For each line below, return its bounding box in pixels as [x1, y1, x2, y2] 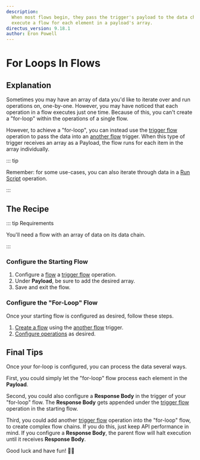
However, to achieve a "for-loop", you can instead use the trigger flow [6, 126, 177, 134]
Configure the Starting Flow [6, 257, 88, 266]
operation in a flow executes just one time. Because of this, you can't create [6, 108, 192, 116]
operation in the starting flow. [6, 405, 79, 412]
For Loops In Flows [6, 57, 101, 70]
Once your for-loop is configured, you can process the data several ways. [6, 363, 187, 370]
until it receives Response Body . [6, 436, 86, 443]
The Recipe [6, 204, 49, 214]
